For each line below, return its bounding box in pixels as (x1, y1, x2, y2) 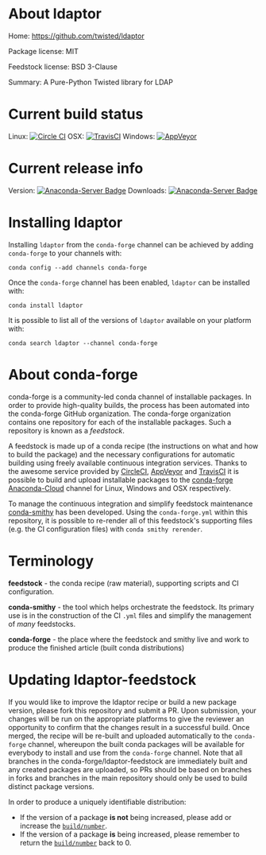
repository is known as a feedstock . (8, 426, 125, 435)
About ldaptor (8, 5, 102, 23)
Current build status (8, 105, 144, 123)
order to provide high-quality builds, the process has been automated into (8, 400, 250, 410)
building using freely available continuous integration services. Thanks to (8, 458, 248, 468)
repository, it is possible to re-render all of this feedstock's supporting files (8, 515, 253, 525)
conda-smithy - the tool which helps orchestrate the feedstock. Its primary (8, 602, 255, 612)
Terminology (8, 552, 94, 569)
